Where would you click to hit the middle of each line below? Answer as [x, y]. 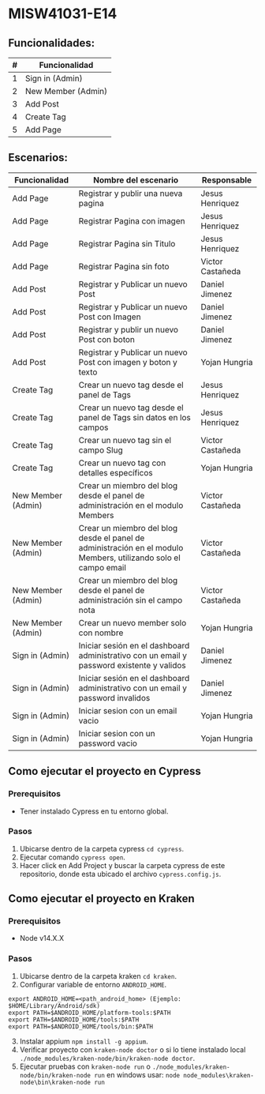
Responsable [227, 180]
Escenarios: [38, 158]
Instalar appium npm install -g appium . [84, 1041]
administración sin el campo [131, 600]
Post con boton [107, 339]
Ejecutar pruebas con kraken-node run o [85, 1066]
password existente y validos [132, 665]
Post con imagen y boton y [128, 362]
